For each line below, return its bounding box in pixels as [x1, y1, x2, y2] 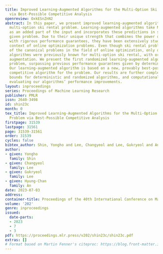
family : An [9, 183, 32, 188]
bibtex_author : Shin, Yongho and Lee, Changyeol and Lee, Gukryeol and [5, 143, 153, 148]
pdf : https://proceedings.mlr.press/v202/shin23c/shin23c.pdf [5, 233, 133, 238]
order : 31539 [5, 134, 32, 138]
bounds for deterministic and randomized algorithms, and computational [9, 75, 160, 80]
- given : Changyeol [5, 161, 45, 166]
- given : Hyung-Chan [5, 179, 47, 184]
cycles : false [5, 138, 34, 143]
